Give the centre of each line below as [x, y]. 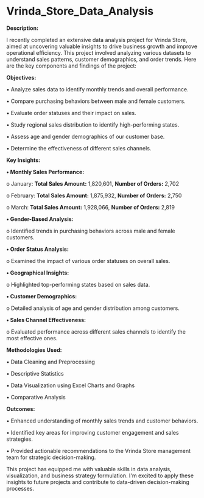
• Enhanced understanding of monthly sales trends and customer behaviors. [102, 421]
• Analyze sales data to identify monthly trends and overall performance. [97, 89]
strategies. [20, 439]
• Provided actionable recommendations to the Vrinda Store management [98, 451]
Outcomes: [21, 409]
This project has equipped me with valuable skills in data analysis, [89, 469]
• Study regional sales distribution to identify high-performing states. [93, 124]
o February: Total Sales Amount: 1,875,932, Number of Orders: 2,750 [94, 195]
